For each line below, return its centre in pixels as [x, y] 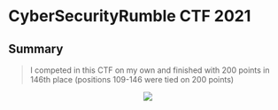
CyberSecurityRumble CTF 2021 [130, 16]
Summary [36, 48]
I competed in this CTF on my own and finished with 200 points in [150, 70]
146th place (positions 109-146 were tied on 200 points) [132, 79]
